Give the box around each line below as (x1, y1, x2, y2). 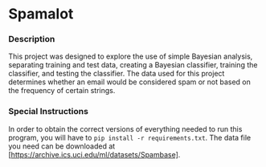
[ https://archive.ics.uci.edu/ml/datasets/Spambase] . (8, 149, 181, 159)
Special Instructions (8, 106, 88, 117)
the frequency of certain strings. (8, 86, 116, 96)
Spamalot (8, 5, 74, 23)
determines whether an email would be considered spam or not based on (8, 77, 252, 87)
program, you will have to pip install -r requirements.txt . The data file (8, 132, 252, 142)
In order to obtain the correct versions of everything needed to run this (8, 124, 243, 133)
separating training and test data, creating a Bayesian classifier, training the (8, 60, 258, 70)
